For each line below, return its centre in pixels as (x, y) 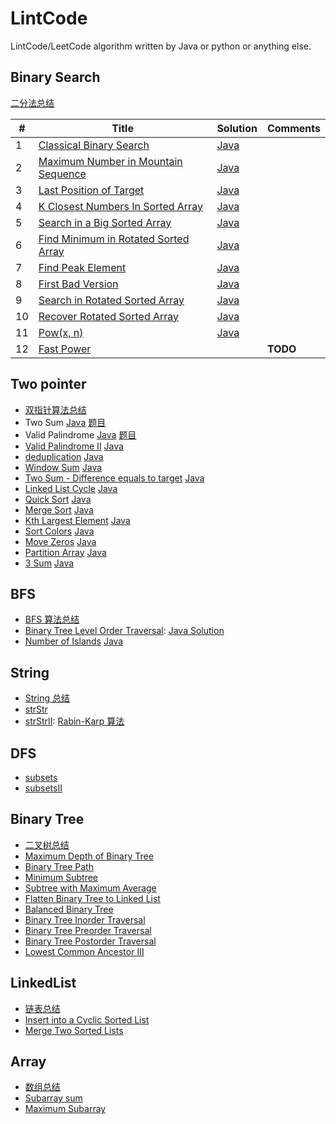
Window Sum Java (63, 467)
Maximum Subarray (65, 1109)
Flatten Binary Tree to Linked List (92, 898)
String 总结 (47, 698)
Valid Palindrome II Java (74, 446)
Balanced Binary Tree (69, 909)
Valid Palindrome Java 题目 (80, 434)
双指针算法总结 (55, 409)
